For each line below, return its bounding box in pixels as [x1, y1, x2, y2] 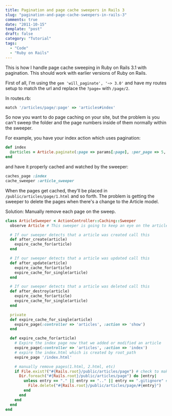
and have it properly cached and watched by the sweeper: [5, 164, 128, 169]
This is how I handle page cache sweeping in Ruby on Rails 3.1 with [5, 64, 147, 71]
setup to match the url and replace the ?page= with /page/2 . [5, 85, 130, 91]
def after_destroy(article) [10, 289, 70, 294]
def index [5, 145, 27, 150]
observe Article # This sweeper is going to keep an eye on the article [10, 223, 168, 228]
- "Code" [10, 46, 29, 51]
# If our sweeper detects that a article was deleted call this [10, 284, 150, 289]
